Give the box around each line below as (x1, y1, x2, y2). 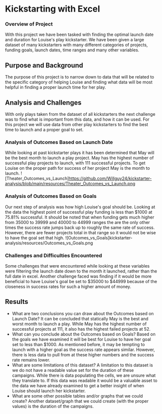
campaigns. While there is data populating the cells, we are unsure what (12, 372, 156, 378)
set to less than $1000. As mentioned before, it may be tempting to (12, 341, 145, 347)
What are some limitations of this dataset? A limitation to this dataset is (12, 362, 153, 368)
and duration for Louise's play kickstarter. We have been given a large (5, 37, 144, 43)
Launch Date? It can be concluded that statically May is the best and (12, 316, 148, 321)
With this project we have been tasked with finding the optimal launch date (5, 32, 154, 37)
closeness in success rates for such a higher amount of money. (5, 284, 132, 289)
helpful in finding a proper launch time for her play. (5, 84, 106, 90)
